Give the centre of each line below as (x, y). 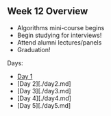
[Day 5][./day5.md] (44, 105)
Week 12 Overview (48, 11)
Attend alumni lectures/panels (59, 42)
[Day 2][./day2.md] (44, 83)
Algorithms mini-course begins (61, 27)
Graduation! (34, 49)
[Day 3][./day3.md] (44, 91)
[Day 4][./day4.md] (44, 98)
